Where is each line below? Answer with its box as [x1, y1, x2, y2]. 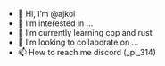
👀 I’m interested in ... [17, 18, 94, 29]
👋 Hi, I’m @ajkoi [17, 9, 76, 19]
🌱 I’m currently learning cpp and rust [17, 28, 153, 37]
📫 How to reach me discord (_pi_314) [17, 47, 156, 57]
